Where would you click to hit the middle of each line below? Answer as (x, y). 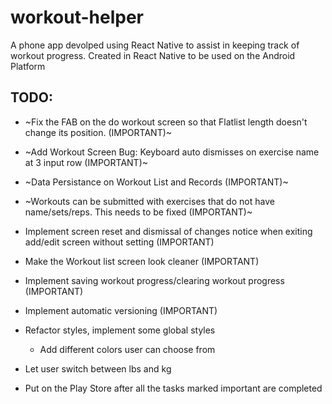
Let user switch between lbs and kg (98, 368)
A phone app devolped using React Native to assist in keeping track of (155, 45)
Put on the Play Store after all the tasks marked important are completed (173, 388)
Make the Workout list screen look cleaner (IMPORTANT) (142, 261)
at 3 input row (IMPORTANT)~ (86, 162)
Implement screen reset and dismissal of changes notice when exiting (168, 231)
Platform (28, 66)
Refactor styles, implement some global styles (120, 330)
